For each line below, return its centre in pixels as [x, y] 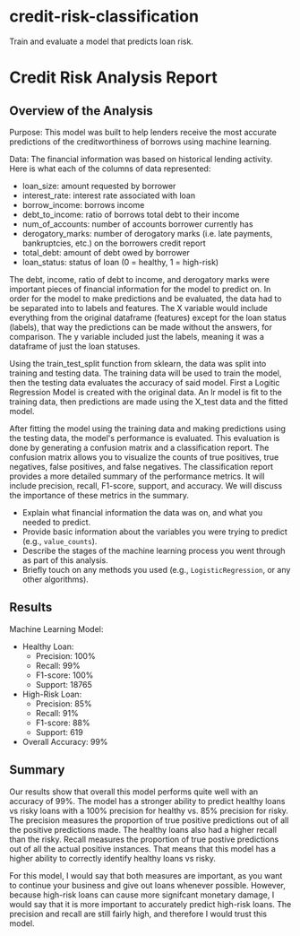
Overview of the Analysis [81, 111]
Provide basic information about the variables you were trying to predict [155, 532]
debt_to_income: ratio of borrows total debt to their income [131, 214]
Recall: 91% [57, 713]
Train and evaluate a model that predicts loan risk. [102, 41]
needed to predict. [56, 522]
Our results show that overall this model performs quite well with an [134, 792]
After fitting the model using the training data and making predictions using [148, 429]
